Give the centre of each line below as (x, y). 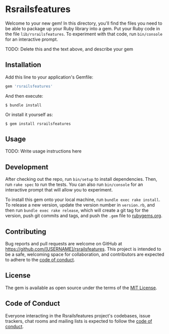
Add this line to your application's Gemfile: (49, 77)
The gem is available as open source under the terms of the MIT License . (81, 288)
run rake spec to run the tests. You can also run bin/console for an (74, 184)
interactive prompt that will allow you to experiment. (59, 190)
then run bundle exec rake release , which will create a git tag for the (77, 211)
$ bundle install (23, 105)
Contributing (26, 231)
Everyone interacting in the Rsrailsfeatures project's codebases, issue (78, 315)
